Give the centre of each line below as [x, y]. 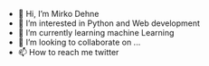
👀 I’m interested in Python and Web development [109, 23]
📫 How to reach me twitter [68, 52]
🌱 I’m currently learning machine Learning [96, 33]
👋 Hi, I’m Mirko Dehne [58, 14]
